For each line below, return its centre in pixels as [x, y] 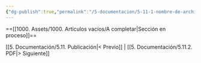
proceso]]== [21, 35]
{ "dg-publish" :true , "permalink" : [47, 12]
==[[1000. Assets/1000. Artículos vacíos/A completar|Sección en [86, 29]
